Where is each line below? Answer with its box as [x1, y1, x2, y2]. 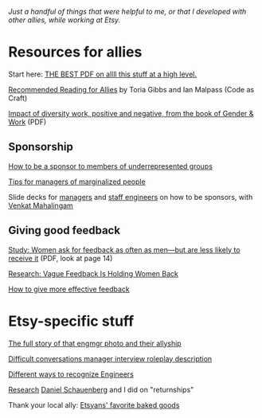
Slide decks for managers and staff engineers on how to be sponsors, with [8, 192, 253, 201]
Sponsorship [8, 140, 73, 154]
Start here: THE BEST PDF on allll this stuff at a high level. [8, 69, 197, 79]
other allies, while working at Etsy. [8, 15, 121, 25]
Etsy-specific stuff [8, 312, 135, 330]
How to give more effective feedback [8, 284, 130, 294]
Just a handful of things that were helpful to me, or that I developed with [8, 7, 247, 16]
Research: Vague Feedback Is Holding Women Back [8, 268, 179, 278]
